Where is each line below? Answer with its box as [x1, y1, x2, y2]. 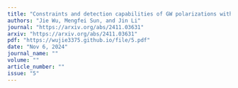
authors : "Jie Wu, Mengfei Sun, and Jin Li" [7, 17, 141, 24]
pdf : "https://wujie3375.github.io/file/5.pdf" [7, 37, 151, 44]
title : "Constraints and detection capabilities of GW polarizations [7, 10, 217, 18]
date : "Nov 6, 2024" [7, 43, 69, 50]
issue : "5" [7, 70, 40, 77]
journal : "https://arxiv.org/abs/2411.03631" [7, 23, 144, 31]
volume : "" [7, 57, 40, 64]
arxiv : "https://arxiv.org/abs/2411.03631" [7, 30, 138, 38]
